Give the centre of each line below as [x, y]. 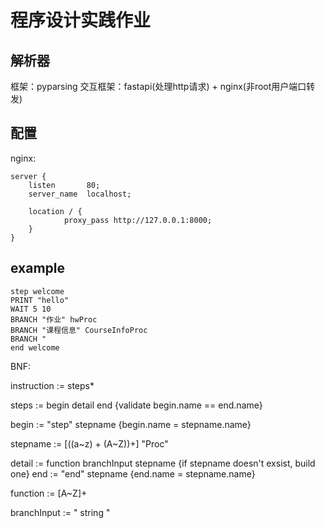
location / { [55, 211]
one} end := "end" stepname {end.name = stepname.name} [133, 473]
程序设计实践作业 [81, 20]
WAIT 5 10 [31, 309]
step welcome [37, 291]
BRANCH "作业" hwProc [54, 319]
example [38, 268]
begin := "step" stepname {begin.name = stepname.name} [131, 424]
